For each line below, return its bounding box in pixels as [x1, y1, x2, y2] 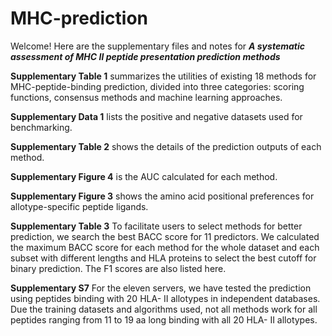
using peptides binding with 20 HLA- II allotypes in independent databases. [10, 292, 321, 304]
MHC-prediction [10, 7, 149, 30]
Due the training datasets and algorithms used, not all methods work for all [10, 303, 318, 315]
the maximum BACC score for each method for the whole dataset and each [10, 241, 320, 253]
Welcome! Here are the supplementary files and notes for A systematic [10, 40, 305, 52]
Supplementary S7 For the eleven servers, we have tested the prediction [10, 282, 312, 294]
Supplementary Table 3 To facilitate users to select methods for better [10, 220, 303, 232]
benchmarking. [10, 121, 73, 133]
